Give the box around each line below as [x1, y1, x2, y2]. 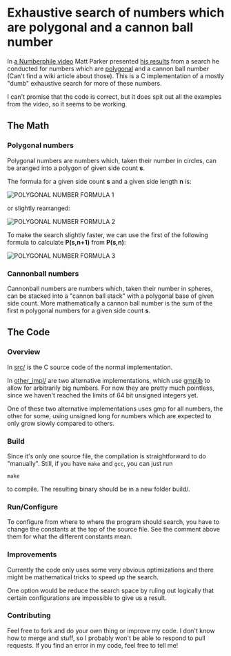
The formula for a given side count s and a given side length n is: [7, 177, 192, 185]
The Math [7, 120, 50, 132]
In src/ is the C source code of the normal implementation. [7, 363, 173, 371]
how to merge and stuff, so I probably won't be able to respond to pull [7, 634, 205, 642]
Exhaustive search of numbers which [7, 5, 225, 21]
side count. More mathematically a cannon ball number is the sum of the [7, 299, 213, 307]
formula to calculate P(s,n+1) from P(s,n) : [7, 238, 126, 246]
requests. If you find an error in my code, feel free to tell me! [7, 641, 179, 649]
